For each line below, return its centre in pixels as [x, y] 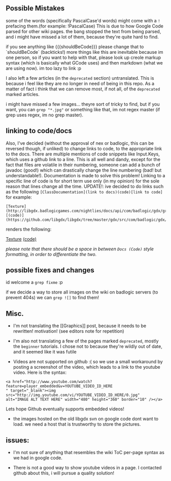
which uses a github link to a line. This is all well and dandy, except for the [83, 159]
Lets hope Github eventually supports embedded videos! [65, 409]
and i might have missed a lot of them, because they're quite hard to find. [82, 37]
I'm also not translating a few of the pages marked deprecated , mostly [86, 341]
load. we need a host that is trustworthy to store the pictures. [77, 424]
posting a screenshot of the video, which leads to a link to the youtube [87, 367]
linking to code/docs [39, 131]
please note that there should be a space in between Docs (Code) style [80, 249]
